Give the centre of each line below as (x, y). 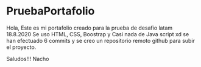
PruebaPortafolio (51, 11)
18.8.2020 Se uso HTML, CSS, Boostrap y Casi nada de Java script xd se (98, 34)
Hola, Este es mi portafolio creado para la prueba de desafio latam (90, 28)
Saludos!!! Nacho (28, 59)
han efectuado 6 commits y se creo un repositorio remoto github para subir (100, 40)
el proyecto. (21, 47)
